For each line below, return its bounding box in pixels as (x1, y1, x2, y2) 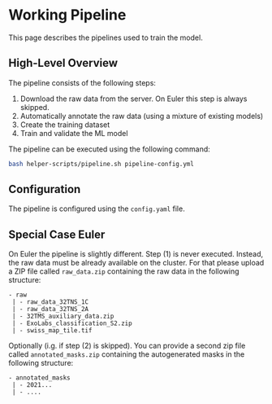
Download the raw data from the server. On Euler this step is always (19, 94, 248, 103)
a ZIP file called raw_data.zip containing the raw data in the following (8, 266, 240, 276)
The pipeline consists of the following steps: (8, 77, 157, 87)
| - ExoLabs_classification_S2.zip (11, 319, 132, 327)
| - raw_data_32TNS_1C (11, 298, 89, 306)
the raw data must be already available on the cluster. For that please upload (8, 258, 265, 268)
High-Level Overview (8, 56, 119, 70)
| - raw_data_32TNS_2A (11, 305, 89, 314)
